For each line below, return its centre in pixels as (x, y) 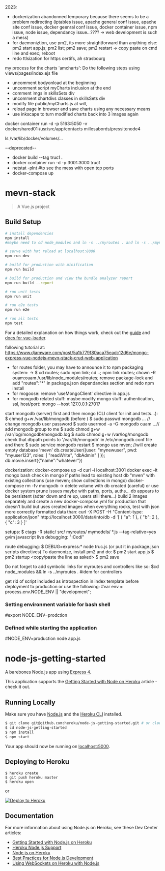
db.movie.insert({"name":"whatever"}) (44, 460)
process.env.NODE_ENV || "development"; (48, 592)
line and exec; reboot (34, 53)
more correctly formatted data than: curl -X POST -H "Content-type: (74, 511)
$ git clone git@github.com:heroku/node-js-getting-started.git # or (78, 723)
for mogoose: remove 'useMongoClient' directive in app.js (71, 393)
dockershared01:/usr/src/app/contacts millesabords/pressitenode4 (73, 129)
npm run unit (18, 296)
